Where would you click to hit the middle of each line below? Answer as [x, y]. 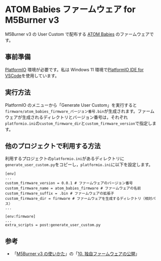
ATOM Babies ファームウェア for [70, 9]
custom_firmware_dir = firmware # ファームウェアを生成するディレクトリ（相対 [79, 199]
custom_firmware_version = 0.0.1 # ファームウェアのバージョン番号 [69, 183]
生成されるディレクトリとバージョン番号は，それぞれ [75, 117]
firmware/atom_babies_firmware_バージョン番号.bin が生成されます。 [72, 111]
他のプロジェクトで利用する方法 [53, 146]
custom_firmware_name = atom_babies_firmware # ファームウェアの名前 [73, 188]
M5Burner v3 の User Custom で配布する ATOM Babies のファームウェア [77, 34]
